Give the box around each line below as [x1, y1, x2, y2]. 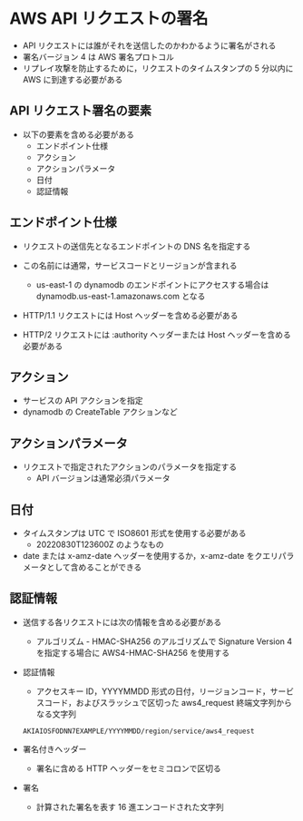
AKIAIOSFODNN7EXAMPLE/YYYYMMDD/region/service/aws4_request [22, 727, 255, 736]
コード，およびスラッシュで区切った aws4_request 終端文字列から [44, 697, 292, 708]
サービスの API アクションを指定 [22, 396, 143, 406]
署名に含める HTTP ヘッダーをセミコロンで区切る [35, 763, 221, 774]
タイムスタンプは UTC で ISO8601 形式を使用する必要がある [22, 528, 247, 538]
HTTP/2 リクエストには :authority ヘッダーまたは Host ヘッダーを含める [22, 328, 292, 340]
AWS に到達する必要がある [22, 73, 123, 84]
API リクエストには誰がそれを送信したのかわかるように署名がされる [22, 40, 277, 51]
